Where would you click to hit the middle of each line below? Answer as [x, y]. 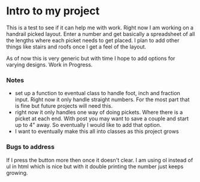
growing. [17, 172]
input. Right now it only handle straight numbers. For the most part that [102, 99]
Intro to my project [53, 11]
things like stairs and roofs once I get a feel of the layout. [76, 47]
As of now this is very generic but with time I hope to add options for [91, 58]
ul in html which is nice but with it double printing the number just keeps [95, 166]
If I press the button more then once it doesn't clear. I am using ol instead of [100, 160]
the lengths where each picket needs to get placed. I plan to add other [93, 40]
